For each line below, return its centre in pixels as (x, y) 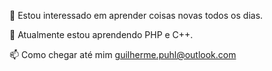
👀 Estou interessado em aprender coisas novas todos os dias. (136, 15)
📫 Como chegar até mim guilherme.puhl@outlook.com (123, 54)
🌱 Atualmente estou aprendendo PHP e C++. (101, 34)
